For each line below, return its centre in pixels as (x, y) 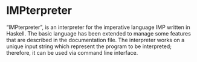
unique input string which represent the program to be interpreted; (89, 46)
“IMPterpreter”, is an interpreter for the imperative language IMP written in (98, 27)
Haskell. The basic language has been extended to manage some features (99, 33)
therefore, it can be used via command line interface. (72, 52)
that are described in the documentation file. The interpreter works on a (95, 40)
